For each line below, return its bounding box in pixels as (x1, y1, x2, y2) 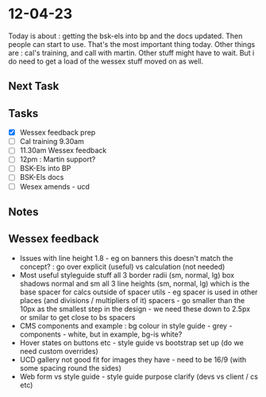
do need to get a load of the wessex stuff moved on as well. (8, 56, 204, 66)
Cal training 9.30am (19, 137, 85, 146)
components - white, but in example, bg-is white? (19, 329, 183, 339)
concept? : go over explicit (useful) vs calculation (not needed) (19, 262, 226, 271)
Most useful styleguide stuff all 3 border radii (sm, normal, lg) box (19, 270, 235, 279)
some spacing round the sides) (19, 363, 121, 372)
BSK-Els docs (19, 173, 64, 182)
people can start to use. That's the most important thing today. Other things (8, 39, 256, 49)
